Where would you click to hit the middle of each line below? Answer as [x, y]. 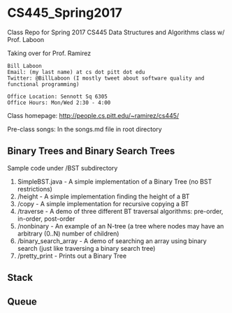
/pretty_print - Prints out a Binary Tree [72, 256]
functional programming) [43, 84]
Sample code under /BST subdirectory [63, 168]
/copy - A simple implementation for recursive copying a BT [103, 203]
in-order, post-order [46, 219]
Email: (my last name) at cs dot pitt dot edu [76, 72]
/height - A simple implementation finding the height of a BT [103, 196]
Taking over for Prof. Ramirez [49, 53]
